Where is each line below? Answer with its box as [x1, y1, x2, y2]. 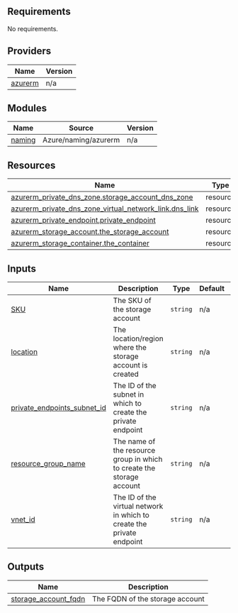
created [113, 369, 140, 379]
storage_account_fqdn [11, 594, 86, 604]
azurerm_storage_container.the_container [11, 238, 150, 248]
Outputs [7, 560, 45, 573]
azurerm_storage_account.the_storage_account [11, 227, 169, 237]
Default [199, 284, 225, 294]
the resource [113, 446, 156, 455]
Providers [7, 45, 52, 57]
